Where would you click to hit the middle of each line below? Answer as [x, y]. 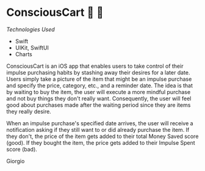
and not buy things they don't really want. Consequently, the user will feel [99, 98]
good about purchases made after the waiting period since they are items [99, 105]
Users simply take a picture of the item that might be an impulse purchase [99, 79]
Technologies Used [31, 29]
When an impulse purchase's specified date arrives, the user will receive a [100, 123]
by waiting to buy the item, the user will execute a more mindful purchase [99, 92]
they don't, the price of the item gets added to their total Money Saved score [103, 136]
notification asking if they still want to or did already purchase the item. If [98, 129]
